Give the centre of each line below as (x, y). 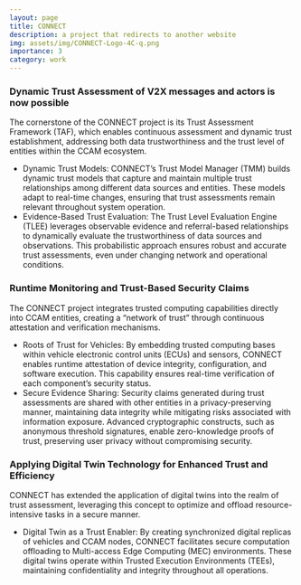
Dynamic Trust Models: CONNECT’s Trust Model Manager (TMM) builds (156, 169)
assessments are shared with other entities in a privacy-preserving (147, 402)
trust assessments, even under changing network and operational (145, 255)
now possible (39, 102)
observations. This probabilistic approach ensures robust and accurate (155, 246)
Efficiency (33, 476)
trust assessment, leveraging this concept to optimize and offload (132, 505)
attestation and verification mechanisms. (85, 327)
